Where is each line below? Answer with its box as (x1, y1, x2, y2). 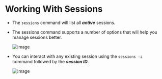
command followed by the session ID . (12, 58, 89, 64)
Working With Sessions (5, 3, 103, 15)
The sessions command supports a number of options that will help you (12, 29, 158, 35)
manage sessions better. (12, 34, 62, 40)
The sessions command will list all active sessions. (12, 20, 115, 26)
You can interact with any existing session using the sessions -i (12, 53, 143, 59)
